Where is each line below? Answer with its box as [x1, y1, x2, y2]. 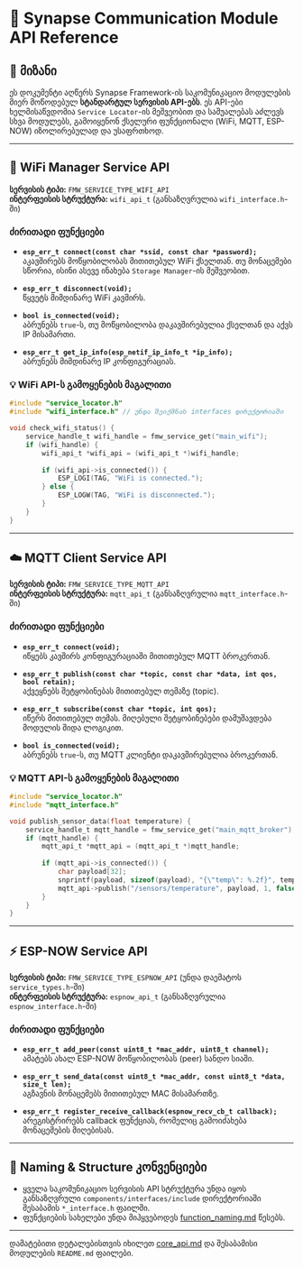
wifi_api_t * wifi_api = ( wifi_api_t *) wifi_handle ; [41, 448, 241, 458]
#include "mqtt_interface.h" [9, 800, 119, 810]
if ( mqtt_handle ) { [25, 833, 99, 842]
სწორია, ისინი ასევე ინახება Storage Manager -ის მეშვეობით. [22, 265, 251, 276]
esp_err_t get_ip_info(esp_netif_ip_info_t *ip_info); [22, 348, 234, 357]
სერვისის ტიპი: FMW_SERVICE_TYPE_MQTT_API [9, 579, 170, 590]
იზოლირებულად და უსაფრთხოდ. [34, 125, 164, 136]
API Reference [9, 27, 119, 48]
